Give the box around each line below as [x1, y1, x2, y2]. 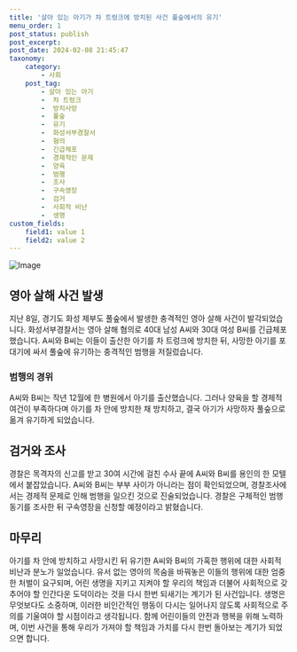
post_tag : [25, 79, 62, 88]
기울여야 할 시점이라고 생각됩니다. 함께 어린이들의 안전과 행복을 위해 [25, 610, 260, 621]
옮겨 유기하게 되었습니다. [9, 414, 95, 426]
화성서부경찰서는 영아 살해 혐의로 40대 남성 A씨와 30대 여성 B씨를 [27, 325, 257, 335]
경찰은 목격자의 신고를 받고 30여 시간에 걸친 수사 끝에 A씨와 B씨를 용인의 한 [9, 468, 270, 479]
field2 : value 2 [25, 236, 86, 245]
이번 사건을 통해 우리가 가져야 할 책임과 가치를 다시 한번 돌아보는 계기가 [20, 622, 267, 632]
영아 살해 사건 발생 [9, 287, 104, 302]
